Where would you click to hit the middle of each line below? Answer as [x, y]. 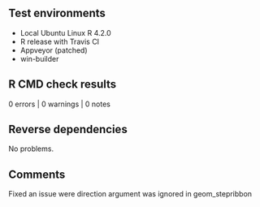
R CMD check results [63, 84]
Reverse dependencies [68, 129]
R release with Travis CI [60, 41]
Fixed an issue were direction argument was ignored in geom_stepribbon [130, 194]
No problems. [31, 149]
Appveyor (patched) [54, 50]
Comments [37, 174]
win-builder [39, 58]
